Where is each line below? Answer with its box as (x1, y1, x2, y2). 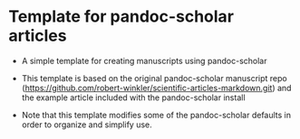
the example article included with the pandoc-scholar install (21, 92, 246, 103)
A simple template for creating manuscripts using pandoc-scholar (21, 55, 267, 66)
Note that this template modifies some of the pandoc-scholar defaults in (21, 109, 292, 120)
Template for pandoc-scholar (8, 6, 235, 27)
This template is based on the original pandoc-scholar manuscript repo (21, 72, 287, 83)
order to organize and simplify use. (21, 119, 153, 130)
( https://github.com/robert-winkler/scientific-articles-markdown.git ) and (21, 82, 292, 93)
